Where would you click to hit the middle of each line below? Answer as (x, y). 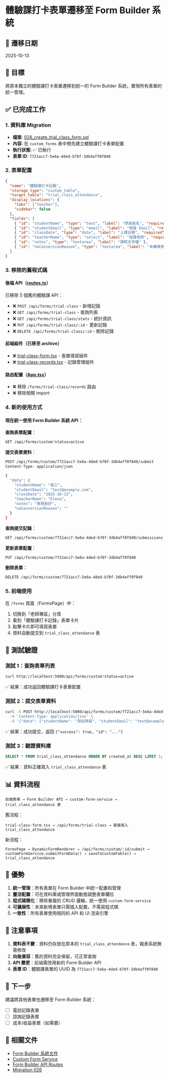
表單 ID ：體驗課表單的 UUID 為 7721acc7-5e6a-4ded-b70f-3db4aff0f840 (85, 969)
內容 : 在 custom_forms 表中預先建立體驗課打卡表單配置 (68, 143)
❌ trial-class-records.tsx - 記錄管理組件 (53, 362)
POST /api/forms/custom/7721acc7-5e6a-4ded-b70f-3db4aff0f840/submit (80, 462)
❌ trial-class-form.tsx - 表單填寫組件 (50, 356)
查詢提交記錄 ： (21, 528)
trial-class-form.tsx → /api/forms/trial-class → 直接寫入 (67, 825)
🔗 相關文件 (21, 1040)
